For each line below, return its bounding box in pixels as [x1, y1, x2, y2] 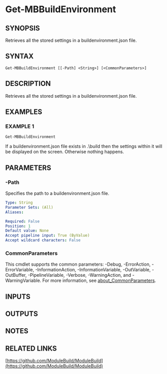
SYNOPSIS [5, 24, 40, 33]
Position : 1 [5, 223, 31, 228]
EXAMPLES [5, 108, 42, 117]
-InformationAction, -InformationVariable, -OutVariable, [35, 267, 151, 273]
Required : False [5, 219, 40, 224]
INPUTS [5, 292, 31, 301]
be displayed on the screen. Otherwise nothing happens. [5, 149, 124, 155]
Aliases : [5, 210, 24, 215]
